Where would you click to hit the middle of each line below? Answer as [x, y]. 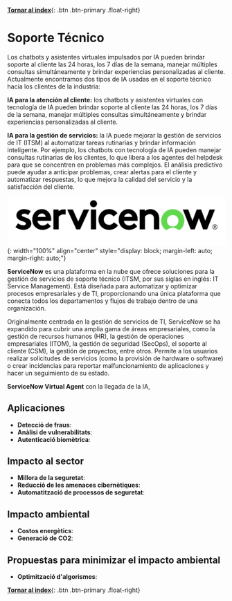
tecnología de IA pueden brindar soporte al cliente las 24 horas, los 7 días [113, 107]
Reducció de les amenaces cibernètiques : [79, 485]
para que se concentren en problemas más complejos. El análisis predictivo [115, 165]
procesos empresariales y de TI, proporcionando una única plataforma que [114, 293]
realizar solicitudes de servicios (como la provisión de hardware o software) [115, 358]
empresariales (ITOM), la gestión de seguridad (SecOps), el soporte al [107, 343]
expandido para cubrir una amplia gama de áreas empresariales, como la [111, 329]
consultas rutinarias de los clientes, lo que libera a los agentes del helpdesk [115, 157]
